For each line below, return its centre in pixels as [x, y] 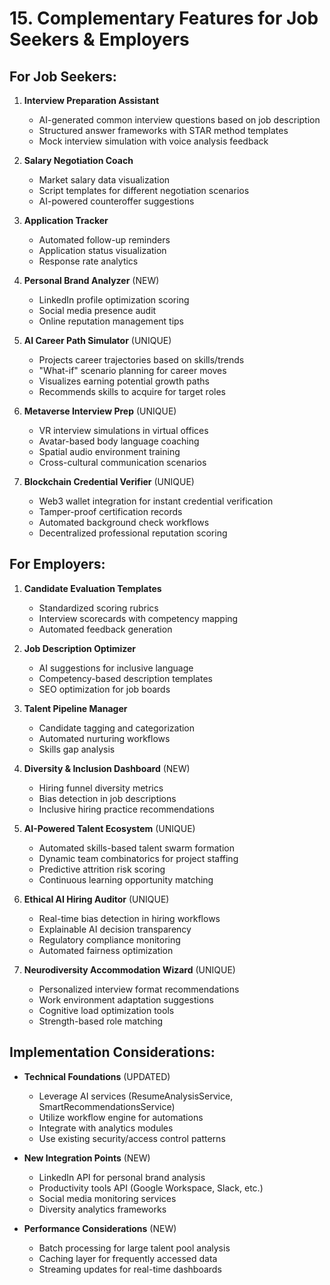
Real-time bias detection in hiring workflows [129, 918]
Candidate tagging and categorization [117, 728]
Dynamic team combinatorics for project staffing [138, 858]
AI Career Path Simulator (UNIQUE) [97, 340]
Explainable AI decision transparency [115, 929]
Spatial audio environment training [109, 451]
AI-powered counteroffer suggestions [116, 201]
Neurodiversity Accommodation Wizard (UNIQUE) [129, 969]
